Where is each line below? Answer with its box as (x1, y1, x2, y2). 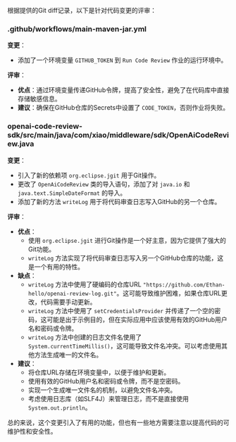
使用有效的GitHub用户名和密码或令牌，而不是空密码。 (27, 377, 185, 385)
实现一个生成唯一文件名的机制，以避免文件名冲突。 (27, 386, 177, 394)
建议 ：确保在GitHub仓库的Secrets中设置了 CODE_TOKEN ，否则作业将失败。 (17, 103, 230, 112)
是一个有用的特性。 (27, 263, 85, 271)
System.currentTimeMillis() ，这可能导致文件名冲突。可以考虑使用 (27, 341, 222, 350)
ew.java (7, 139, 35, 149)
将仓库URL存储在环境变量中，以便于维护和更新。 (27, 368, 170, 377)
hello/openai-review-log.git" (27, 290, 118, 297)
